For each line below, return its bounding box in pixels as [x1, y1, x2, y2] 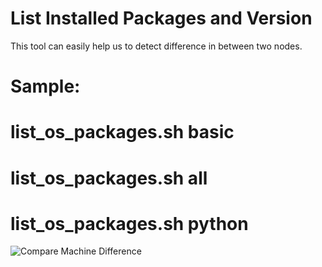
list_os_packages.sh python [10, 212, 249, 235]
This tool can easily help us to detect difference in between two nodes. [10, 40, 303, 52]
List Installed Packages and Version [10, 7, 313, 30]
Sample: [10, 75, 81, 98]
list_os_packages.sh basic [10, 121, 235, 144]
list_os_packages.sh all [10, 167, 208, 189]
